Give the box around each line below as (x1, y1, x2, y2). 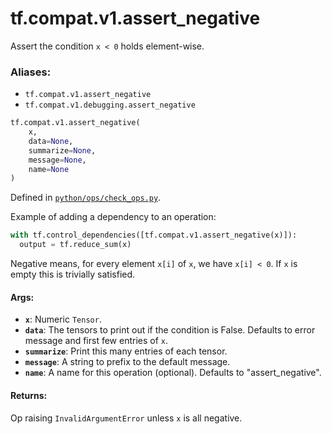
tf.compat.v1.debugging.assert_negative (24, 100, 196, 111)
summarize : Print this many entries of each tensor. (24, 345, 228, 357)
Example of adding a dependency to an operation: (10, 211, 217, 223)
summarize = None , (28, 145, 97, 156)
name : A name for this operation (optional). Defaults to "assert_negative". (24, 367, 322, 379)
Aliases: (10, 65, 52, 79)
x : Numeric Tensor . (24, 313, 102, 326)
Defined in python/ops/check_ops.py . (10, 192, 162, 204)
